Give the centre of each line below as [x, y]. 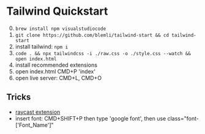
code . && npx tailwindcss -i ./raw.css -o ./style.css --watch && [103, 53]
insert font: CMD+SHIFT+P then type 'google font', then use [91, 118]
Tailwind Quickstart [57, 11]
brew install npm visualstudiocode [61, 29]
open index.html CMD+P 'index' [55, 71]
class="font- [183, 118]
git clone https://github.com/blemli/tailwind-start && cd [92, 35]
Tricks [19, 97]
